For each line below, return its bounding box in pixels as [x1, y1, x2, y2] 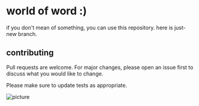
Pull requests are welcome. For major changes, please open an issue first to [6, 63, 194, 71]
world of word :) [6, 4, 87, 18]
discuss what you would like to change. [6, 70, 104, 77]
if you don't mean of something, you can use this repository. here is [6, 24, 173, 31]
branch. [17, 30, 37, 37]
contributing [6, 48, 54, 58]
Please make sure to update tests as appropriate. [6, 81, 128, 89]
